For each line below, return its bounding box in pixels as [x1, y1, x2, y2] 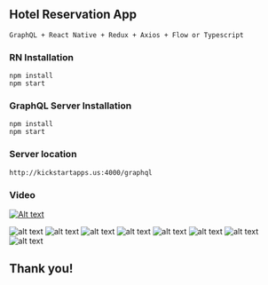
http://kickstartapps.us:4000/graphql [9, 168, 153, 177]
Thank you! [9, 261, 74, 276]
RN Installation [9, 51, 74, 63]
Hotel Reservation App [9, 7, 138, 22]
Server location [9, 148, 77, 161]
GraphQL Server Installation [9, 99, 132, 112]
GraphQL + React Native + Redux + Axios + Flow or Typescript [9, 30, 244, 39]
